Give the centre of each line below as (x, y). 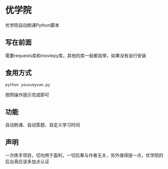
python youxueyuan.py (28, 85)
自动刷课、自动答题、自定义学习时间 (43, 125)
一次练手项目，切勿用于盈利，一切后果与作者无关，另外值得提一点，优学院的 (84, 155)
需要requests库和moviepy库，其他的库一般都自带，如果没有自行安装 (76, 55)
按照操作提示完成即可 (27, 95)
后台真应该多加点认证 (27, 161)
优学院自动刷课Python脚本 (32, 25)
